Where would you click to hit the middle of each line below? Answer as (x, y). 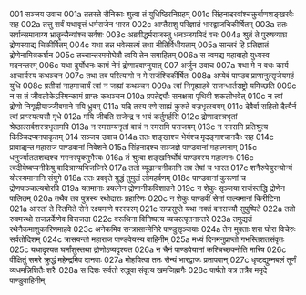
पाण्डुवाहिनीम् (27, 280)
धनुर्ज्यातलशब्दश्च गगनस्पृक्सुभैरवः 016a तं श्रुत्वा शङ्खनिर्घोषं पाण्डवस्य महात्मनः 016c (132, 158)
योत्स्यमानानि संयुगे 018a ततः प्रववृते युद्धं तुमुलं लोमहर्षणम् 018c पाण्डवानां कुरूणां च (127, 178)
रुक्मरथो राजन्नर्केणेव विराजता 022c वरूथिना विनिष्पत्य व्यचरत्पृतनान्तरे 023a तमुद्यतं (131, 219)
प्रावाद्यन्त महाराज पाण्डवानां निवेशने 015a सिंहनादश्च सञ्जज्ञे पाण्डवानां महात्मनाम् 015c (133, 147)
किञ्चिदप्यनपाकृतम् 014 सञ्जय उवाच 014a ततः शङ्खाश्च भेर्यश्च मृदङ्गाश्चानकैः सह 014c (142, 137)
